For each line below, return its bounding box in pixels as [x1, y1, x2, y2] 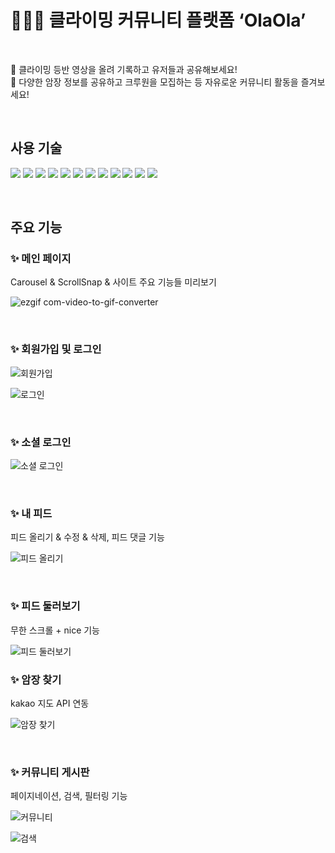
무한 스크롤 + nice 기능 [10, 624, 100, 636]
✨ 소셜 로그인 [10, 435, 72, 449]
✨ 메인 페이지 [10, 252, 72, 266]
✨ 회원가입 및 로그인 [10, 342, 102, 356]
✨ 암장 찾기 [10, 672, 62, 686]
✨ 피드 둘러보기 [10, 599, 81, 613]
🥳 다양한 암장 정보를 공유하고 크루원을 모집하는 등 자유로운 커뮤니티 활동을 [10, 76, 299, 88]
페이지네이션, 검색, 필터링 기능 [10, 790, 128, 802]
